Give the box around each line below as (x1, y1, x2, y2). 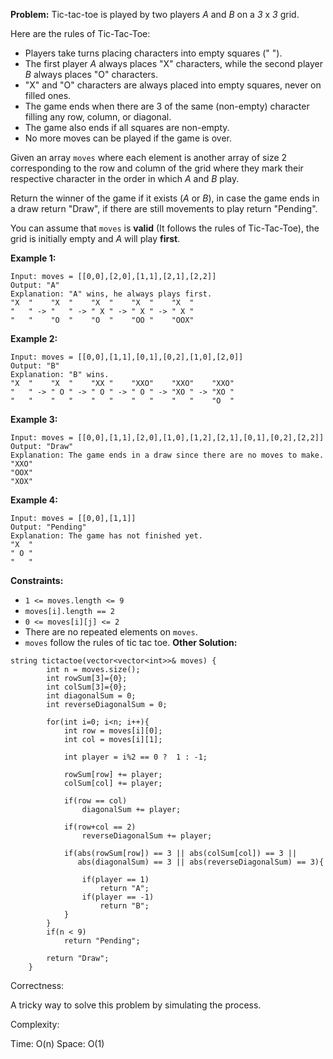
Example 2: (10, 333, 58, 344)
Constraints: (10, 575, 64, 586)
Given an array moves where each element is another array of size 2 (10, 152, 288, 163)
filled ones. (24, 90, 72, 101)
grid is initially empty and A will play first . (10, 233, 181, 244)
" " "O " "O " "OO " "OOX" (10, 315, 195, 325)
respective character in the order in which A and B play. (10, 173, 240, 184)
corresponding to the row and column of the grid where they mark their (10, 162, 304, 174)
